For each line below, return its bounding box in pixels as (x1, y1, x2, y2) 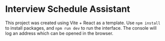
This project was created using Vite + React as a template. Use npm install (5, 20, 161, 26)
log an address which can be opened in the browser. (5, 30, 113, 36)
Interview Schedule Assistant (5, 3, 130, 15)
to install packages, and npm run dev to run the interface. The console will (5, 25, 156, 31)
